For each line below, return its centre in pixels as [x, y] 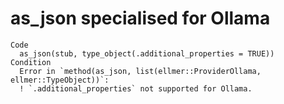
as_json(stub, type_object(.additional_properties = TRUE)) [147, 53]
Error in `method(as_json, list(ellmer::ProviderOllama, [140, 71]
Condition [31, 62]
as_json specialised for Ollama [140, 18]
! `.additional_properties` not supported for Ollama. [136, 88]
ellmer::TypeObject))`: [60, 80]
